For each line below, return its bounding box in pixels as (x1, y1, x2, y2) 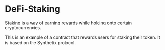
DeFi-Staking (5, 3, 60, 15)
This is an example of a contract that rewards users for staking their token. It (5, 34, 160, 40)
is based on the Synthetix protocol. (5, 39, 76, 45)
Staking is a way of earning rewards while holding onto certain (5, 20, 132, 25)
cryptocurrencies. (5, 25, 41, 30)
